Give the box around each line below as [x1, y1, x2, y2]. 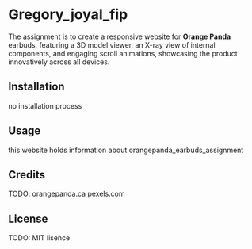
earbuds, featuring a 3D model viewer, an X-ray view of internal [8, 40, 216, 49]
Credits [8, 168, 46, 182]
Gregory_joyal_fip [8, 6, 128, 24]
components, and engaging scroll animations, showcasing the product [8, 48, 238, 58]
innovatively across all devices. [8, 57, 110, 67]
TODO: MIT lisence [8, 233, 71, 243]
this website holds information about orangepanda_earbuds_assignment [8, 145, 244, 155]
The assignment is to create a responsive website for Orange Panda [8, 32, 231, 41]
